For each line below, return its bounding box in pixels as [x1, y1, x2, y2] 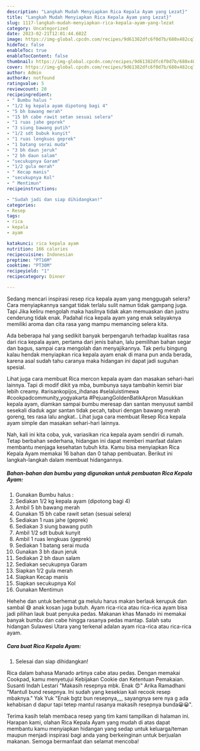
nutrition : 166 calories [7, 246, 68, 252]
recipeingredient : [7, 92, 52, 98]
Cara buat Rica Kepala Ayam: [7, 643, 82, 650]
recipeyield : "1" [7, 268, 50, 274]
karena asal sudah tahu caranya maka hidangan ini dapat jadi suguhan [7, 357, 179, 364]
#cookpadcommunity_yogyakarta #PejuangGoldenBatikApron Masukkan [7, 394, 183, 401]
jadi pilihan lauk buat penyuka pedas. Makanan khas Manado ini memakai [7, 610, 186, 617]
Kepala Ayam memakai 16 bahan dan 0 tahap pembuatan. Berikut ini [7, 450, 173, 457]
